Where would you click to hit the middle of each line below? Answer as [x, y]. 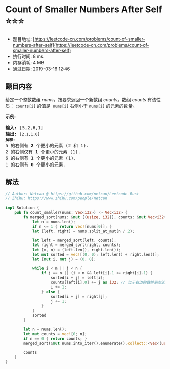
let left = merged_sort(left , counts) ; [74, 240]
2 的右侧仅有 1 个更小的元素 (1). [43, 152]
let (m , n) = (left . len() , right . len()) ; [77, 250]
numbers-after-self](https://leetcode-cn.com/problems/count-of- [81, 45]
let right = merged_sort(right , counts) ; [77, 245]
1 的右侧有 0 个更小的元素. [35, 165]
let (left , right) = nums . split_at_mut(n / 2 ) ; [83, 231]
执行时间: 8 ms [28, 56]
